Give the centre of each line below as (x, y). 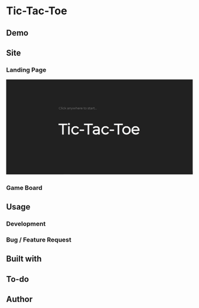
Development (26, 224)
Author (19, 299)
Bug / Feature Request (39, 240)
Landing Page (26, 69)
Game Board (24, 188)
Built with (24, 259)
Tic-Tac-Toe (37, 11)
